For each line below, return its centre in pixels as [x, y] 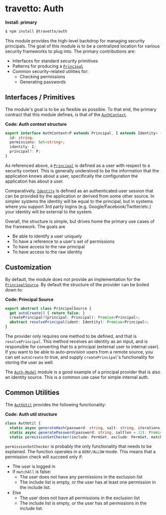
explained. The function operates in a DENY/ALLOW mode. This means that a [81, 452]
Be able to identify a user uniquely [47, 236]
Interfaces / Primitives [40, 98]
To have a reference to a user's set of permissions [63, 241]
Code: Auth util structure [31, 414]
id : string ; [22, 138]
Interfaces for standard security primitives [55, 61]
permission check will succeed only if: [44, 457]
